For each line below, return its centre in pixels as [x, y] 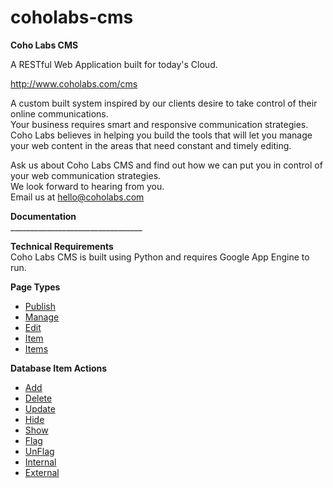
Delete [38, 398]
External [42, 472]
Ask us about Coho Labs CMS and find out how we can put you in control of [166, 165]
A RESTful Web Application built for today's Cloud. [114, 64]
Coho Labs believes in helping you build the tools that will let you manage [161, 135]
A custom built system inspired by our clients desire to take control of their [164, 103]
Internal [40, 462]
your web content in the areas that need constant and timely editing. [151, 145]
